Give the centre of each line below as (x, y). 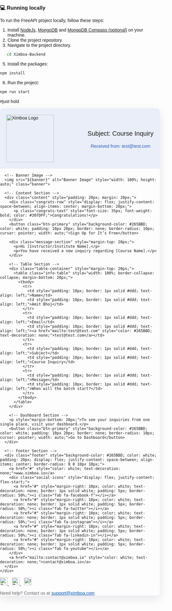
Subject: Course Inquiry (121, 134)
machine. (16, 35)
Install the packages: (28, 64)
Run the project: (23, 83)
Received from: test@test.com (121, 146)
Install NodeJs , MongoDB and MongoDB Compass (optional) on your (75, 30)
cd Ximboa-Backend (26, 55)
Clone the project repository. (35, 40)
